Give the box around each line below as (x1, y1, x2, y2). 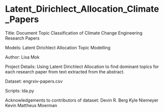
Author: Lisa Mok (5, 54, 40, 60)
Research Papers (5, 35, 40, 41)
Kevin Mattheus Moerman (5, 102, 57, 108)
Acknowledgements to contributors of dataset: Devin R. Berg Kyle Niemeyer (5, 97, 159, 103)
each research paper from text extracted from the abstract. (5, 68, 125, 74)
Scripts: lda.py (5, 88, 34, 93)
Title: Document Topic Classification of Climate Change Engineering (5, 30, 142, 36)
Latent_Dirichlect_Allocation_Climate (5, 3, 160, 15)
